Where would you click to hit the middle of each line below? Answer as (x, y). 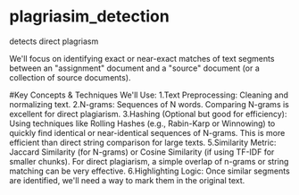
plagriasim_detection (89, 17)
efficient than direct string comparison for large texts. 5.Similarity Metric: (143, 142)
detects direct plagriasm (54, 41)
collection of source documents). (70, 77)
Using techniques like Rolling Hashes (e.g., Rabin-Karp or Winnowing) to (142, 123)
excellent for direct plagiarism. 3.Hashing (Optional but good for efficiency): (148, 114)
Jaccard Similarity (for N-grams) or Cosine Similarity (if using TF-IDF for (142, 152)
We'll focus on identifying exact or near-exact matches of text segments (142, 58)
